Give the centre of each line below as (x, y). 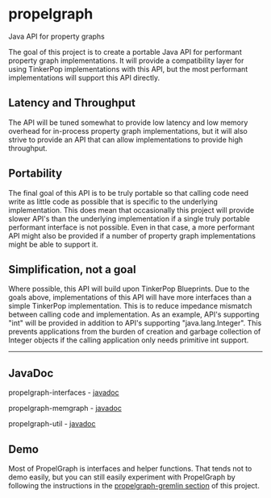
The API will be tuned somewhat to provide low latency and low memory (128, 122)
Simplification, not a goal (72, 270)
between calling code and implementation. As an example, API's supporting (134, 314)
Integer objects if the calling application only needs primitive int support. (129, 340)
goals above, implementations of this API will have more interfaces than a (130, 297)
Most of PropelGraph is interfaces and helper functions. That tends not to (130, 469)
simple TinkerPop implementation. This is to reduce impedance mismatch (130, 306)
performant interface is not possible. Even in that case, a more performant (131, 227)
